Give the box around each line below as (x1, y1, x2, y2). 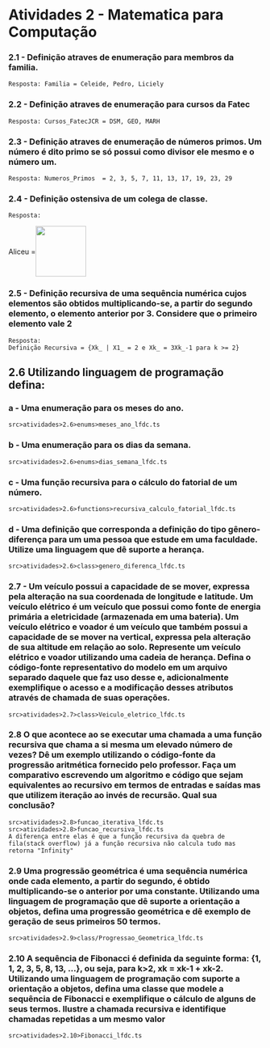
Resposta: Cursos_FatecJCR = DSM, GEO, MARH (8, 117, 160, 125)
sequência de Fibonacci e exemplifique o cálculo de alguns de (8, 993, 256, 1004)
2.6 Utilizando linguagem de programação (8, 366, 224, 379)
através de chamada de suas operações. (8, 692, 171, 704)
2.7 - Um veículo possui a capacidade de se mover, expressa (8, 581, 250, 592)
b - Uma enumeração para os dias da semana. (8, 439, 192, 450)
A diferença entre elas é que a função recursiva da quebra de (8, 832, 226, 840)
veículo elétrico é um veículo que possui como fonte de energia (8, 601, 261, 612)
